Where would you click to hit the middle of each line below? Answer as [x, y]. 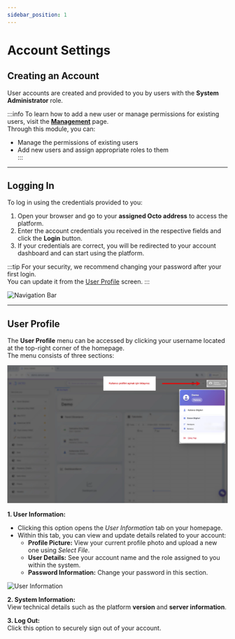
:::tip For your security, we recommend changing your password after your [114, 267]
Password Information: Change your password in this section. [118, 573]
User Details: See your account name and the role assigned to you [124, 558]
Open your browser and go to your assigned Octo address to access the [122, 216]
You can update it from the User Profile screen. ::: [79, 282]
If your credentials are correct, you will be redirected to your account [117, 246]
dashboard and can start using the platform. [81, 253]
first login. [22, 274]
